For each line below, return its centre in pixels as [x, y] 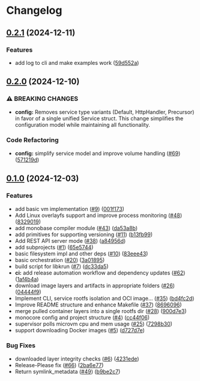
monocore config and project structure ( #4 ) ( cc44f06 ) [82, 317]
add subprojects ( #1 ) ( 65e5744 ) [54, 247]
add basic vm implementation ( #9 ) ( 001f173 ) [70, 209]
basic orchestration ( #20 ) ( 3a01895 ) [60, 260]
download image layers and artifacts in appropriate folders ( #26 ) [95, 285]
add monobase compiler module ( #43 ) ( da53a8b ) [76, 228]
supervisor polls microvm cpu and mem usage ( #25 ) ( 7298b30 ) [94, 324]
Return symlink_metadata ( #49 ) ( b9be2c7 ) [68, 371]
